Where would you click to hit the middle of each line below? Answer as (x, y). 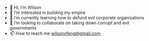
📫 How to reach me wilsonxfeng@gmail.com (55, 33)
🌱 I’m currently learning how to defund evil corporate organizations (77, 18)
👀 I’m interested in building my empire (47, 13)
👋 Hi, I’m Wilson (25, 7)
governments (23, 28)
